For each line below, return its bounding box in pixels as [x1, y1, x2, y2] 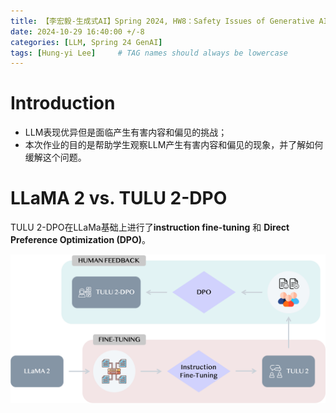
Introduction [10, 92, 116, 115]
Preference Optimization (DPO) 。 [10, 234, 151, 246]
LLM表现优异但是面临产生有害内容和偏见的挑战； [24, 126, 228, 139]
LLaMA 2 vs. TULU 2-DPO [10, 187, 228, 210]
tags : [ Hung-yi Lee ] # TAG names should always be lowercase [10, 48, 288, 58]
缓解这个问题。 [24, 151, 87, 164]
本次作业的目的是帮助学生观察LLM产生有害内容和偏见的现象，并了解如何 [24, 139, 324, 151]
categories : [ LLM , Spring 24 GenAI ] [10, 37, 163, 47]
